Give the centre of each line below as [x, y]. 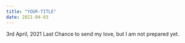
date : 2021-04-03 [27, 17]
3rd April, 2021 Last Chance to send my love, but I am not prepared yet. [93, 34]
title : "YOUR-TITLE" [32, 11]
